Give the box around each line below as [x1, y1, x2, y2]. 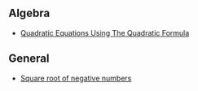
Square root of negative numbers [20, 73, 132, 83]
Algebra [8, 6, 51, 20]
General [8, 52, 51, 66]
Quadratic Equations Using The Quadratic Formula [20, 28, 190, 37]
